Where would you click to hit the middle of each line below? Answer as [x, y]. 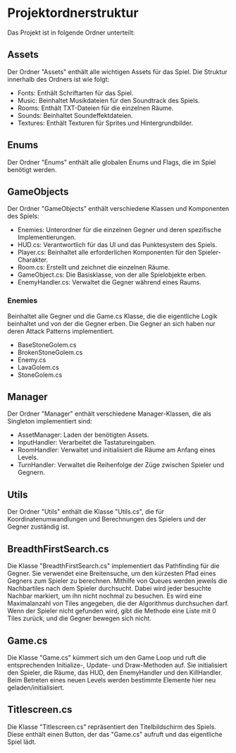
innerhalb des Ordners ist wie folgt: [58, 79]
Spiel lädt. [22, 742]
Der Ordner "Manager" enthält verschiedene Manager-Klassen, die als [109, 414]
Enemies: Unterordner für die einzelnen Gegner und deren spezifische [119, 230]
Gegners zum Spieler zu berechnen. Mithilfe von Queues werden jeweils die [117, 581]
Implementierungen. [46, 237]
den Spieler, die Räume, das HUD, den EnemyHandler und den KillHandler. [115, 673]
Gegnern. [31, 472]
